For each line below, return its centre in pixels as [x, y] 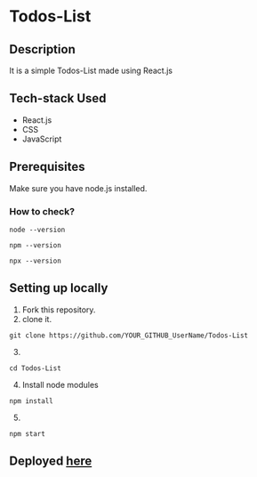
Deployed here [51, 461]
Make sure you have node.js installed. [78, 188]
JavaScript [42, 139]
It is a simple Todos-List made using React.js [91, 70]
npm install [31, 401]
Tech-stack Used [58, 98]
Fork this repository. [59, 310]
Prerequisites [47, 167]
